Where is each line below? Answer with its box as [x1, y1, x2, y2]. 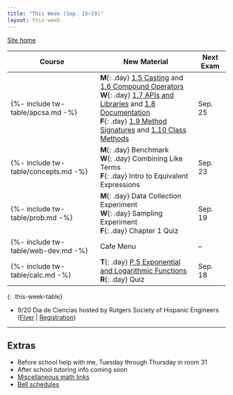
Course [39, 56, 64, 66]
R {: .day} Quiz [100, 274, 145, 284]
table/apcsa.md [10, 107, 62, 117]
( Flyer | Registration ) [17, 313, 76, 321]
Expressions [100, 179, 140, 189]
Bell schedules [17, 380, 60, 389]
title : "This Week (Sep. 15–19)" [7, 10, 104, 17]
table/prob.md [10, 213, 58, 223]
